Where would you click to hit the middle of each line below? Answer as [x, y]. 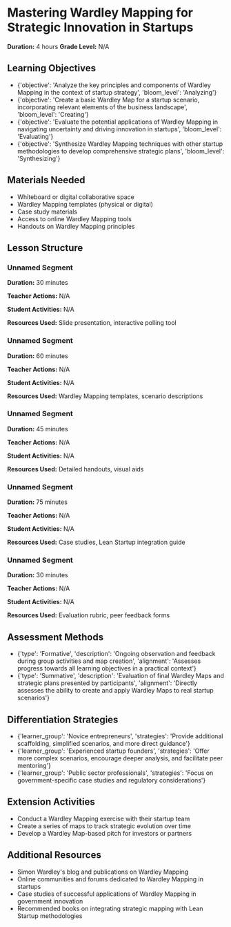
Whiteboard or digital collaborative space [76, 197]
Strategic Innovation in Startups [100, 27]
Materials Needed [46, 180]
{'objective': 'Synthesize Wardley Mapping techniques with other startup [120, 144]
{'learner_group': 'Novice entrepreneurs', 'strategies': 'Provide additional [120, 736]
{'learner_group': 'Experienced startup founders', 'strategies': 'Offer [113, 751]
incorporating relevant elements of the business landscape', [102, 107]
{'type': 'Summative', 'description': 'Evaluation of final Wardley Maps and [120, 676]
